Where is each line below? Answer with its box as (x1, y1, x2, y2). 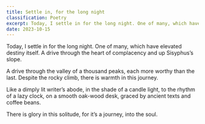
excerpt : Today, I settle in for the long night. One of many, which (6, 20, 187, 26)
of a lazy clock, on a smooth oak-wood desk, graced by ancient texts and (6, 92, 191, 100)
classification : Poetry (6, 15, 67, 21)
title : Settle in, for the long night (6, 9, 105, 15)
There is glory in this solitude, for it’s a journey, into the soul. (6, 111, 158, 118)
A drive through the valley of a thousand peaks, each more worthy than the (6, 68, 195, 75)
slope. (6, 56, 22, 63)
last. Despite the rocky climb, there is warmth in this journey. (6, 74, 159, 81)
